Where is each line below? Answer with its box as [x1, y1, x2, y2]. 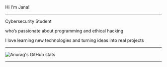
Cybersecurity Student [5, 18, 52, 24]
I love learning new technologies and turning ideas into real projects [5, 37, 144, 43]
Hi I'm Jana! [5, 4, 30, 10]
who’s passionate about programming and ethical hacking [5, 28, 124, 33]
